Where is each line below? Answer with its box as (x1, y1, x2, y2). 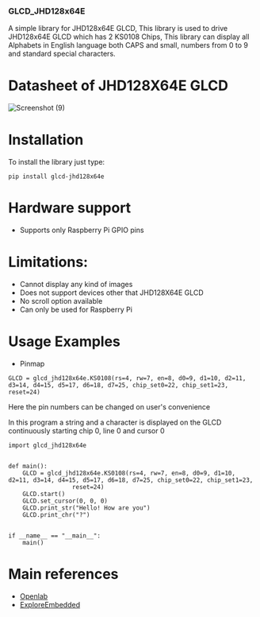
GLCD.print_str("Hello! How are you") (22, 503, 151, 512)
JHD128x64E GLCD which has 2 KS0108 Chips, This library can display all (8, 32, 250, 41)
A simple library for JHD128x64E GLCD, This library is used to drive (8, 24, 228, 33)
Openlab (19, 591, 48, 601)
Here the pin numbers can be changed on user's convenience (8, 402, 211, 411)
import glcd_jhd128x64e (8, 441, 87, 449)
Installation (8, 131, 84, 149)
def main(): (8, 462, 48, 470)
